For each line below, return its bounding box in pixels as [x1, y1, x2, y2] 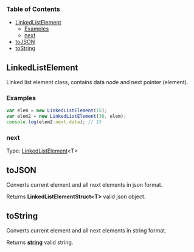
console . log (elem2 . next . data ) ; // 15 [6, 119, 102, 125]
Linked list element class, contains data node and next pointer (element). [6, 79, 189, 86]
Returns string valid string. [6, 239, 74, 246]
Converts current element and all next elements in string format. [6, 226, 167, 234]
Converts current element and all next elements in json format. [6, 181, 163, 189]
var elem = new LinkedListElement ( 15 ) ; [6, 107, 108, 114]
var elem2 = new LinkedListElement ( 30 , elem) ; [6, 113, 126, 120]
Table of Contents [6, 5, 61, 13]
